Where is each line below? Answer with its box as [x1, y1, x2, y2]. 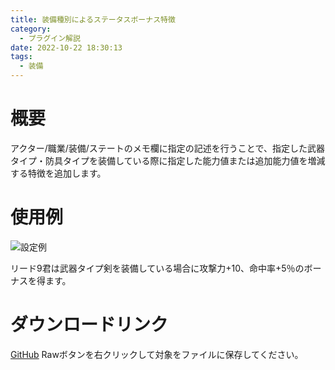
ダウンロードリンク [10, 314, 169, 336]
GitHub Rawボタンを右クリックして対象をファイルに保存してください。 [10, 348, 304, 360]
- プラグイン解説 [19, 33, 81, 43]
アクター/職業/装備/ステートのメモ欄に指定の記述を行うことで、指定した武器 [10, 142, 325, 154]
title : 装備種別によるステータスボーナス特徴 [10, 14, 176, 25]
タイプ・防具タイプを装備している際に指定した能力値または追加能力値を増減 [10, 154, 326, 166]
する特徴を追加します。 [10, 167, 107, 179]
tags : [10, 52, 33, 62]
